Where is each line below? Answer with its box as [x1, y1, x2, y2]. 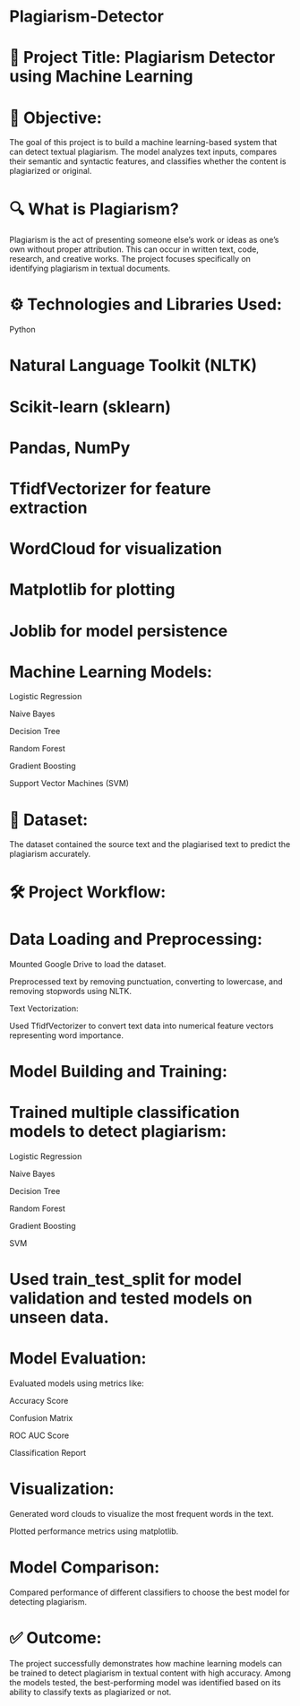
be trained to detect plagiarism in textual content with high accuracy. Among [9, 1667, 291, 1678]
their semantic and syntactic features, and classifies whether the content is [9, 156, 287, 167]
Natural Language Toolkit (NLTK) [9, 356, 258, 376]
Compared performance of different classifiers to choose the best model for [9, 1587, 290, 1598]
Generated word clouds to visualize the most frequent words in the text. [9, 1508, 274, 1519]
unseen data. [9, 1307, 109, 1328]
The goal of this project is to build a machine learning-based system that [9, 137, 278, 148]
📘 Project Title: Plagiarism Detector [9, 48, 276, 68]
